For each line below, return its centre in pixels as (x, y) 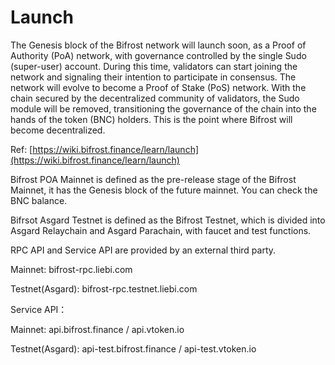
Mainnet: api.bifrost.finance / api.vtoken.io (97, 329)
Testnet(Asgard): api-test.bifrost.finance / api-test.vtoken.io (133, 348)
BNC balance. (39, 200)
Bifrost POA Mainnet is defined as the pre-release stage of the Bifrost (153, 179)
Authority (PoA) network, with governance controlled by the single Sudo (158, 55)
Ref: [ (21, 149)
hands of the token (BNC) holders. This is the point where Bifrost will (151, 119)
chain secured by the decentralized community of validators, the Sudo (155, 98)
